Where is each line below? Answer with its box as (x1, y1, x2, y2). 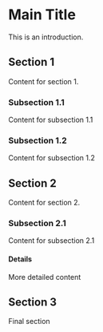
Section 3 (8, 295, 57, 310)
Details (8, 254, 33, 264)
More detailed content (8, 272, 81, 281)
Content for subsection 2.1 (8, 236, 95, 245)
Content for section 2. (8, 198, 81, 208)
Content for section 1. (8, 76, 79, 86)
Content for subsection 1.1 (8, 115, 93, 125)
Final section (8, 317, 50, 326)
